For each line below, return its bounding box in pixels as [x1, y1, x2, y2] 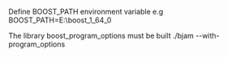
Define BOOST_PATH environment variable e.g [8, 7, 164, 16]
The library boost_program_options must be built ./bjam [8, 31, 195, 40]
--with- [195, 31, 221, 40]
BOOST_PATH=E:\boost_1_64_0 [8, 15, 112, 25]
